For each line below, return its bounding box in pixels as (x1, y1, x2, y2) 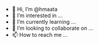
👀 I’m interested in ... (11, 12, 63, 19)
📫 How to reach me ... (11, 32, 68, 38)
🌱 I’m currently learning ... (11, 18, 76, 25)
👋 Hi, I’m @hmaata (11, 6, 58, 12)
